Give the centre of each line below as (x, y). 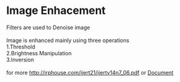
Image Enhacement (56, 11)
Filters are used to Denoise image (48, 27)
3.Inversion (20, 60)
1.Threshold (21, 47)
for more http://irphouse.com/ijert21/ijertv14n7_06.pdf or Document (90, 72)
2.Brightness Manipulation (39, 53)
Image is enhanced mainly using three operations (68, 40)
